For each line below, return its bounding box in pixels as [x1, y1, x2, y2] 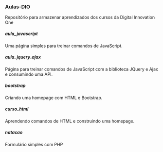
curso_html [5, 106, 29, 112]
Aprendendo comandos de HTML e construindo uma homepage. [5, 118, 135, 124]
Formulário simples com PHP [5, 142, 63, 148]
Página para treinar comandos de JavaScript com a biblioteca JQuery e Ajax [5, 67, 158, 72]
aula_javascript [5, 31, 38, 36]
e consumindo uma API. [5, 71, 53, 77]
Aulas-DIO [5, 3, 31, 10]
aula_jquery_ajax [5, 54, 41, 60]
